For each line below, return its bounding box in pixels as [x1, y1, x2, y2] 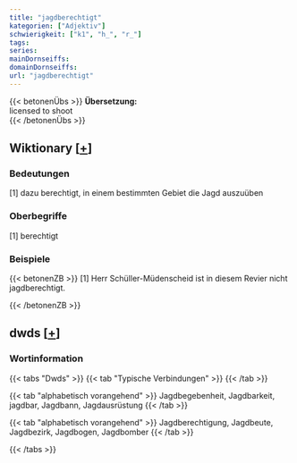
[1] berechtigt [9, 230, 59, 241]
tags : [9, 38, 30, 47]
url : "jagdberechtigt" [9, 72, 94, 80]
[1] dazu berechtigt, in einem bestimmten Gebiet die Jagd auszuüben [9, 188, 264, 198]
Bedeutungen [9, 167, 70, 180]
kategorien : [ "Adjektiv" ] [9, 21, 106, 30]
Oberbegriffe [9, 210, 67, 223]
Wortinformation [9, 352, 83, 365]
